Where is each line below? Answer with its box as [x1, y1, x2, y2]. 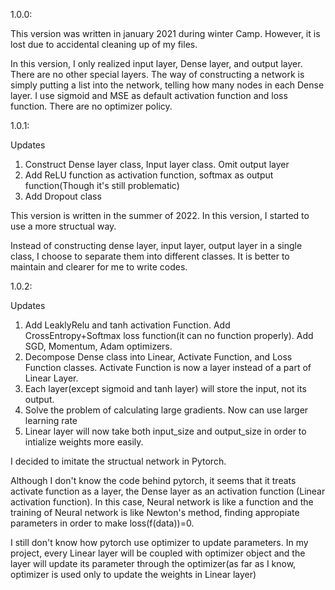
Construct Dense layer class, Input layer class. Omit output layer [24, 159, 290, 170]
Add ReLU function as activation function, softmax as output [24, 169, 274, 181]
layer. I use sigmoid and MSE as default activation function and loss [10, 90, 288, 101]
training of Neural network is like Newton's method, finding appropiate [10, 507, 300, 518]
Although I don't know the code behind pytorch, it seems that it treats [10, 475, 297, 486]
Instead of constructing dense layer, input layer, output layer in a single [10, 240, 303, 251]
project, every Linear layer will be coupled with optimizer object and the [10, 547, 306, 559]
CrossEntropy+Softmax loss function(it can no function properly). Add [24, 330, 314, 341]
